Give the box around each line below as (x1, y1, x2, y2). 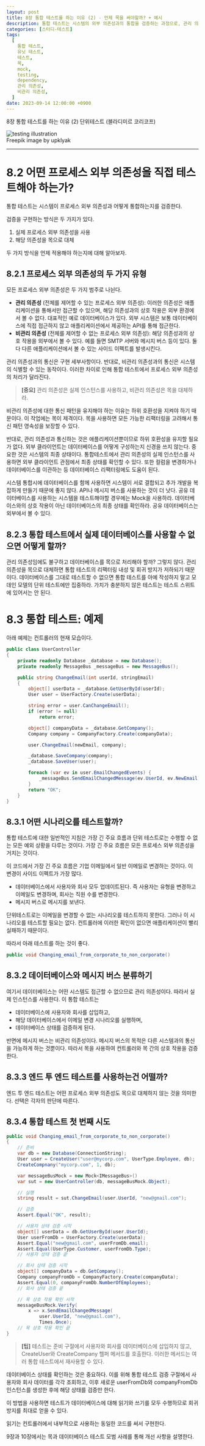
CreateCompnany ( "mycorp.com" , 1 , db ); (17, 1162, 116, 1168)
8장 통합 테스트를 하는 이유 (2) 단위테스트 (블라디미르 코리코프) (6, 118, 156, 125)
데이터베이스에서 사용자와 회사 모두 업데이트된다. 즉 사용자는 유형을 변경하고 (15, 883, 196, 890)
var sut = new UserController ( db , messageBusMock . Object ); (17, 1178, 171, 1184)
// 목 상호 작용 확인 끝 (17, 1325, 70, 1331)
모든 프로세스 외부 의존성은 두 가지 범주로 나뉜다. (6, 286, 122, 293)
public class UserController (6, 646, 81, 653)
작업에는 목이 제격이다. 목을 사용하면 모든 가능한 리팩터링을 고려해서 (30, 415, 192, 422)
